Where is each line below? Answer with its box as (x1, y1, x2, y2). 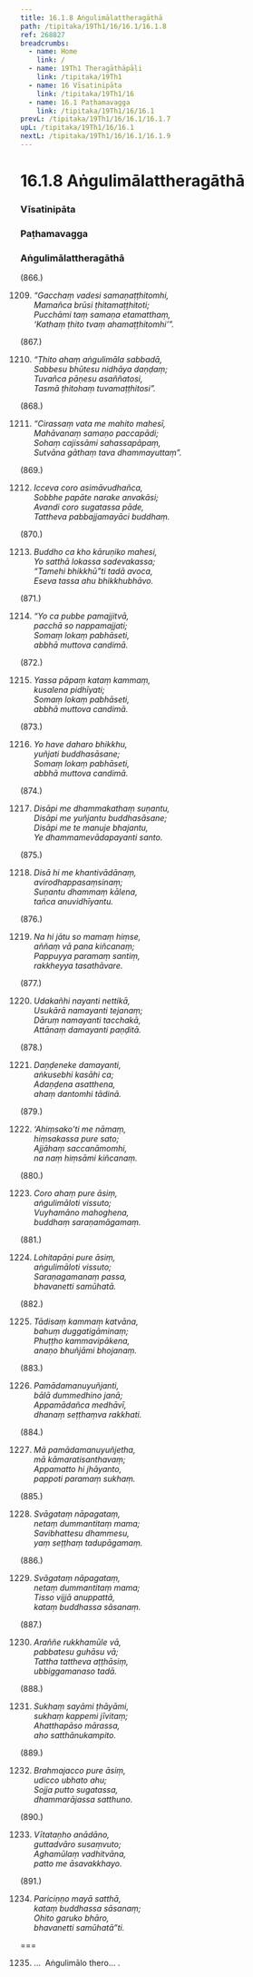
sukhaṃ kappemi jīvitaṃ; (33, 1711, 129, 1722)
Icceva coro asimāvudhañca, (33, 482, 143, 493)
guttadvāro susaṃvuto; (33, 1839, 122, 1850)
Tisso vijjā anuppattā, (33, 1592, 115, 1603)
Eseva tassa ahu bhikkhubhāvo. (33, 576, 154, 587)
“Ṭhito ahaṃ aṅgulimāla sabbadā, (33, 354, 162, 365)
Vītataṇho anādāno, (33, 1829, 111, 1840)
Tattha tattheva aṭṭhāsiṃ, (33, 1656, 129, 1667)
